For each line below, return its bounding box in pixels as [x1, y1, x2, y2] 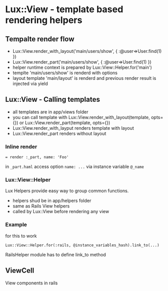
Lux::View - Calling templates [5, 95, 100, 104]
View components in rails [5, 280, 58, 286]
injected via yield [12, 80, 48, 86]
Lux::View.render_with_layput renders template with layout [12, 125, 134, 131]
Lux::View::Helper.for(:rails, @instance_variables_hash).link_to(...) [5, 243, 159, 248]
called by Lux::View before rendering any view [12, 209, 109, 215]
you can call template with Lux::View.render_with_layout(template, [12, 114, 150, 120]
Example [5, 221, 27, 228]
